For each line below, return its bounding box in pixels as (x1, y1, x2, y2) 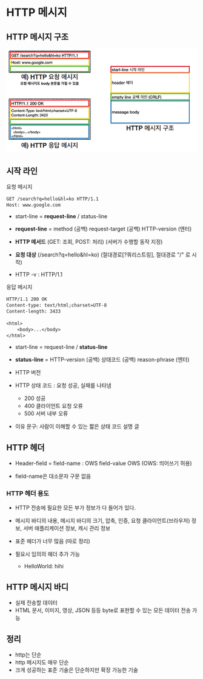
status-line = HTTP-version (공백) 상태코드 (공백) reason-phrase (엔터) (15, 356, 190, 364)
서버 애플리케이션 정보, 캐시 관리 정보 (23, 525, 111, 532)
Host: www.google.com (6, 202, 61, 209)
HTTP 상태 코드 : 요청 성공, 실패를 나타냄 (15, 382, 112, 389)
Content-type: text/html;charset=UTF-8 (6, 302, 107, 309)
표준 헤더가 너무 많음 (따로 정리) (15, 537, 91, 545)
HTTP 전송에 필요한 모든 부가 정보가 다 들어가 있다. (15, 504, 136, 511)
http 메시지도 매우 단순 (15, 659, 69, 666)
